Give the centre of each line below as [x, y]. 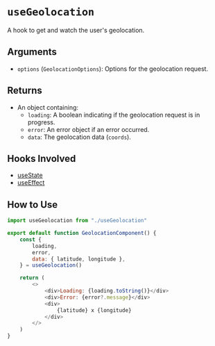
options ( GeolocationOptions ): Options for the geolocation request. [113, 69]
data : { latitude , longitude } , [79, 259]
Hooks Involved [42, 158]
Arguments [32, 52]
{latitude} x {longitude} [94, 310]
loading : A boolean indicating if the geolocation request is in [114, 115]
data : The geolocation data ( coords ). [79, 137]
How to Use [33, 205]
